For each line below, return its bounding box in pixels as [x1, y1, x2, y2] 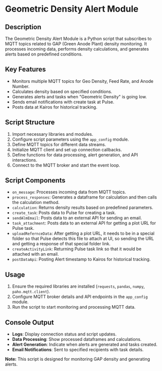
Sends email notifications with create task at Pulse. [12, 99, 114, 105]
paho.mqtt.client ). [12, 289, 50, 295]
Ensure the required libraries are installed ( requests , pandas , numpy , [12, 283, 145, 289]
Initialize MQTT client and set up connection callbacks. [12, 147, 122, 152]
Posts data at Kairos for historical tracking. [12, 104, 97, 110]
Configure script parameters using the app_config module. [12, 136, 129, 142]
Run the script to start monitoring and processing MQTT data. [12, 304, 136, 310]
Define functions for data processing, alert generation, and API [12, 152, 138, 158]
